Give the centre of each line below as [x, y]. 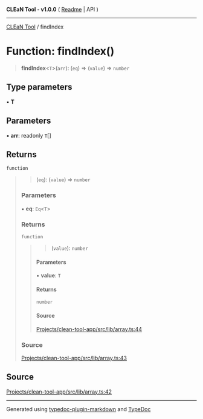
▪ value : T [48, 275]
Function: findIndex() [60, 51]
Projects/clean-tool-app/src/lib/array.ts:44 [89, 329]
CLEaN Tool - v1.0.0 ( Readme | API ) [52, 9]
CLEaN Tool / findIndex [35, 27]
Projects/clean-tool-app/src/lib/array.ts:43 [74, 358]
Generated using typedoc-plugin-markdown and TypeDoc [79, 409]
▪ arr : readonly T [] [29, 135]
